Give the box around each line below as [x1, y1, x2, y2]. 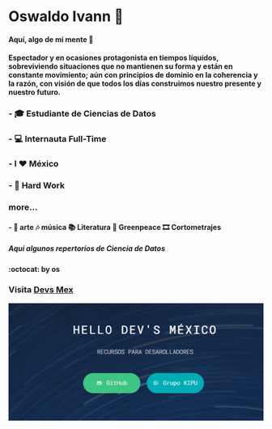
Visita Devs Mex [8, 284, 74, 295]
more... [8, 202, 38, 213]
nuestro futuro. [8, 87, 61, 97]
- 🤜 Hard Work [8, 180, 65, 191]
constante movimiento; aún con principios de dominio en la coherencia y [8, 70, 258, 80]
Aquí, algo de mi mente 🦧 [8, 34, 94, 44]
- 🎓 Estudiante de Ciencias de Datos [8, 108, 156, 120]
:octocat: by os [8, 264, 61, 274]
